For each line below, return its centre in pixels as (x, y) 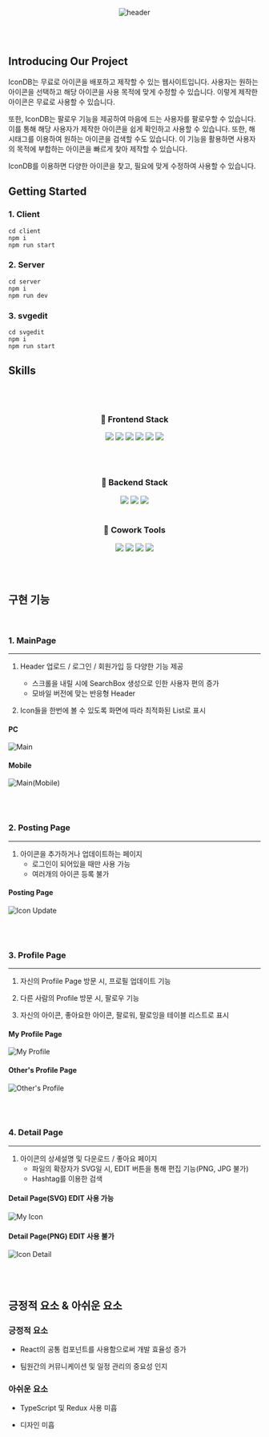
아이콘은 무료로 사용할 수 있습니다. (62, 102)
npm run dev (28, 295)
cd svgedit (26, 332)
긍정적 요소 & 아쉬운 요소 (65, 1305)
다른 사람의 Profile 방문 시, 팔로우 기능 (80, 998)
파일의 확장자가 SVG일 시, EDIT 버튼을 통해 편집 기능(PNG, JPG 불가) (141, 1168)
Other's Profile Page (43, 1070)
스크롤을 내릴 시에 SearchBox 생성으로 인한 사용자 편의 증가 (125, 683)
